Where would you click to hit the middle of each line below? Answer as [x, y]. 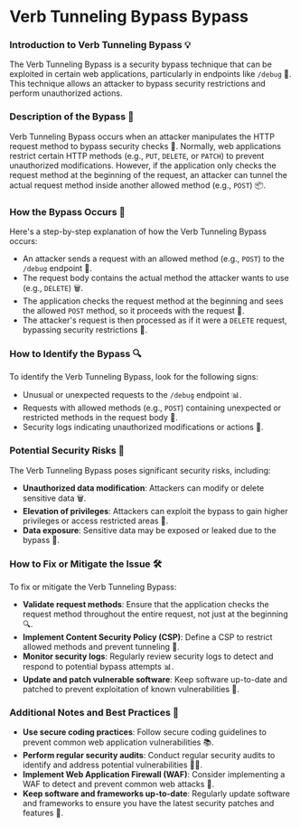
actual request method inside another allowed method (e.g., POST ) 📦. [138, 185]
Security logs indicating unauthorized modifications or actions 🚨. [143, 428]
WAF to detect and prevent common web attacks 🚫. [118, 785]
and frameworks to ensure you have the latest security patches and [148, 804]
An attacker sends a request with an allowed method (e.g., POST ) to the [153, 258]
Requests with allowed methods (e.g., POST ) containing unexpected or [152, 408]
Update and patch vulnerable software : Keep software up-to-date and [155, 679]
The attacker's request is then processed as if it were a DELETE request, [155, 320]
